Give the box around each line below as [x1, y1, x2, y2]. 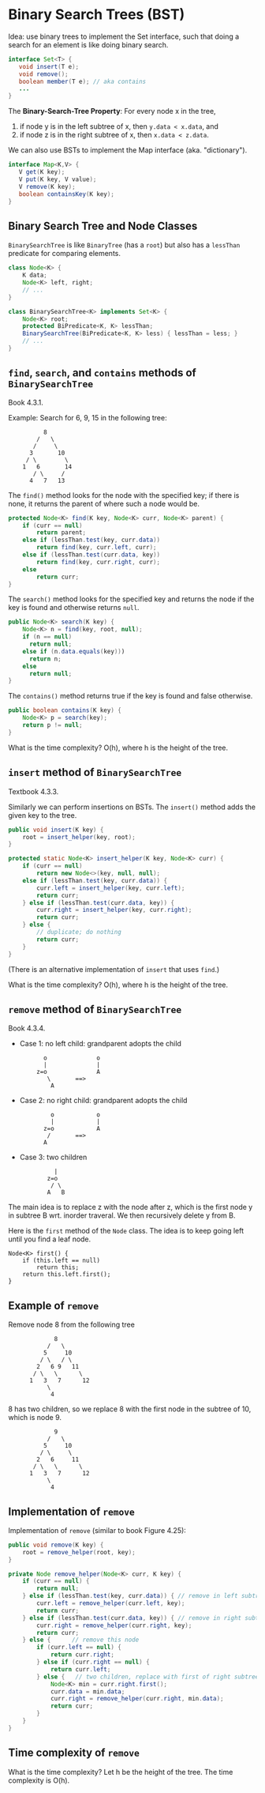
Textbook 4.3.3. [8, 786, 59, 796]
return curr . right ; [50, 1651, 114, 1659]
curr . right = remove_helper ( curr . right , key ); [36, 1622, 192, 1629]
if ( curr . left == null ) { [36, 1644, 122, 1652]
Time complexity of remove [8, 1746, 140, 1760]
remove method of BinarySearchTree [8, 1002, 182, 1016]
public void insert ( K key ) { [8, 826, 104, 834]
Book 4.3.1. [8, 397, 43, 407]
